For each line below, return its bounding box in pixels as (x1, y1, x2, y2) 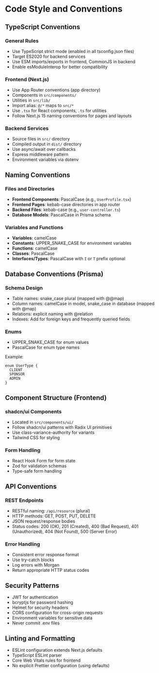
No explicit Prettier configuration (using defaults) (12, 663, 110, 669)
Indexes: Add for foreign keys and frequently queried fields (12, 316, 130, 322)
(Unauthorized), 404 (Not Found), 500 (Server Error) (12, 529, 117, 534)
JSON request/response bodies (12, 518, 75, 524)
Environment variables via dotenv (12, 157, 79, 162)
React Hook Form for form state (12, 458, 76, 464)
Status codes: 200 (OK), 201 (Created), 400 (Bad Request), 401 (12, 524, 139, 530)
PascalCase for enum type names (12, 344, 80, 351)
